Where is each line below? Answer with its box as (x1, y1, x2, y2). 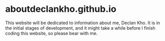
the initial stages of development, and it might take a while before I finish (5, 25, 156, 31)
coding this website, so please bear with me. (5, 30, 98, 36)
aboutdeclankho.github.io (5, 3, 117, 15)
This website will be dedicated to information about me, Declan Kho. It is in (5, 20, 160, 26)
